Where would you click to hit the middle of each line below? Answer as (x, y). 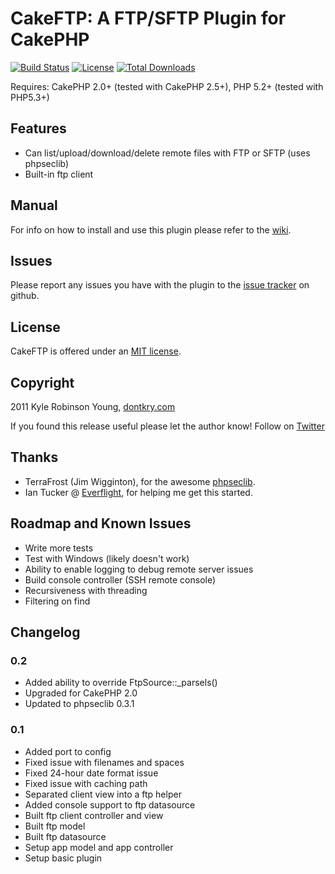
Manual (34, 205)
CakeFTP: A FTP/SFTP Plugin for (148, 18)
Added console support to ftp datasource (110, 804)
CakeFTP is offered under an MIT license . (96, 351)
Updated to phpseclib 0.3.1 (79, 704)
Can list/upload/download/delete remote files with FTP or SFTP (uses (167, 153)
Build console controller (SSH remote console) (120, 579)
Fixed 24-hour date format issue (91, 773)
